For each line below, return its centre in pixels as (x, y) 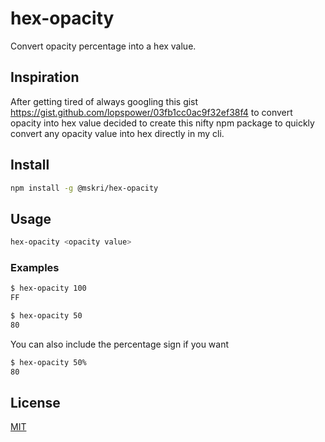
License (35, 403)
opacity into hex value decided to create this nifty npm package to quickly (162, 123)
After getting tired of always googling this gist (104, 101)
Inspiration (45, 77)
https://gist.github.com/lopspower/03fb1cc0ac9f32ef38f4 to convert (151, 112)
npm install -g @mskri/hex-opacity (84, 188)
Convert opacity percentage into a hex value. (103, 46)
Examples (35, 268)
